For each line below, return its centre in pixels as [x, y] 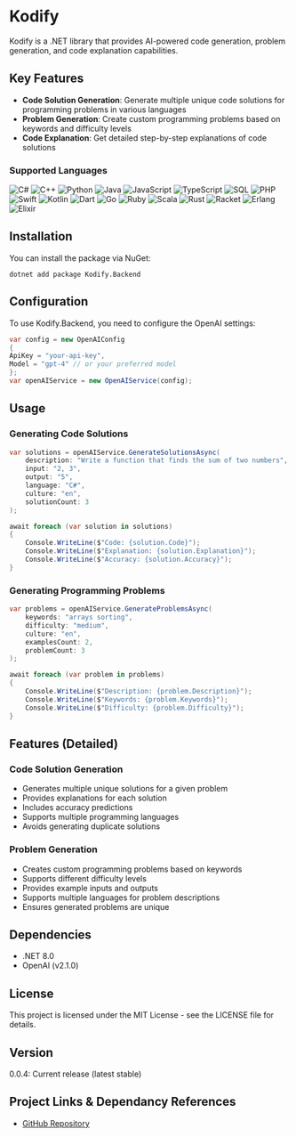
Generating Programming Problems [88, 590]
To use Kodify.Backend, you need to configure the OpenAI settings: [132, 323]
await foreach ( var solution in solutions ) [91, 526]
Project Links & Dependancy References [123, 1102]
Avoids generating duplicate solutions [91, 826]
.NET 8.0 [38, 956]
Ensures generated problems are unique [96, 906]
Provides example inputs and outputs [90, 888]
